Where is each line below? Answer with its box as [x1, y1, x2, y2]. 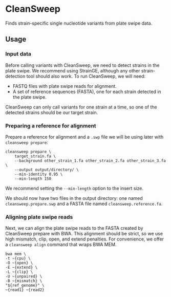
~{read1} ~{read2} [5, 287, 45, 293]
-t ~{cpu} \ [5, 256, 31, 261]
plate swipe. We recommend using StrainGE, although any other [5, 67, 140, 73]
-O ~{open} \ [5, 261, 33, 266]
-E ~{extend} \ [5, 265, 38, 270]
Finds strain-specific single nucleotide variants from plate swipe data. [5, 20, 153, 26]
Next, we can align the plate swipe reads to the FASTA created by [5, 225, 143, 231]
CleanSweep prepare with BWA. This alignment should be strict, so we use [5, 231, 163, 237]
